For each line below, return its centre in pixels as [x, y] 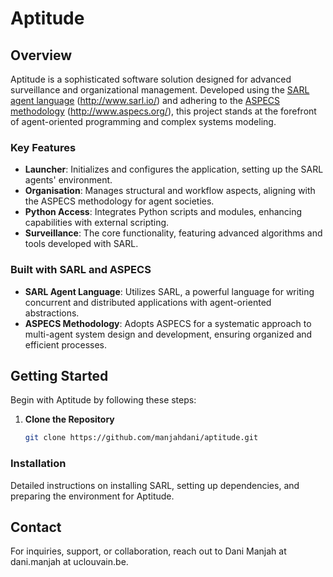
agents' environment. [68, 180]
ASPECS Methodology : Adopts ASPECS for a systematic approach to [168, 323]
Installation [38, 464]
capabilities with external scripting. [97, 223]
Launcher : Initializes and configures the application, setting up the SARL [174, 169]
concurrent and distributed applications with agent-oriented [148, 302]
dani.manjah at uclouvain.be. [69, 562]
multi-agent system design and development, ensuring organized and [168, 334]
